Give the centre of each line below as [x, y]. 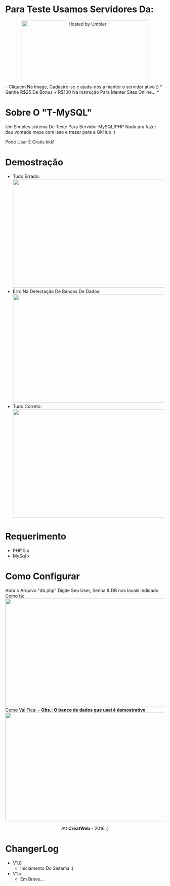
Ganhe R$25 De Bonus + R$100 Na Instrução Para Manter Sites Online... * [82, 92]
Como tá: [15, 596]
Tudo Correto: [27, 406]
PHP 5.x [21, 550]
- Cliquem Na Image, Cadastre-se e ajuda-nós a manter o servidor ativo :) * [84, 87]
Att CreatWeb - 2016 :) [85, 828]
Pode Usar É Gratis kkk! [30, 142]
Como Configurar [42, 576]
